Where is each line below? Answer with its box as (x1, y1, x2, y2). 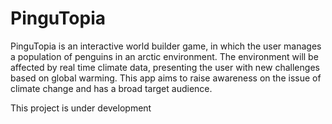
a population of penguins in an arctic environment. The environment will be (10, 50, 319, 62)
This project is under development (10, 102, 152, 114)
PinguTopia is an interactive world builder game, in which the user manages (10, 40, 322, 52)
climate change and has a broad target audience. (10, 82, 213, 94)
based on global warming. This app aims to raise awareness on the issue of (10, 72, 322, 84)
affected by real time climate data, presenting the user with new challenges (10, 61, 320, 73)
